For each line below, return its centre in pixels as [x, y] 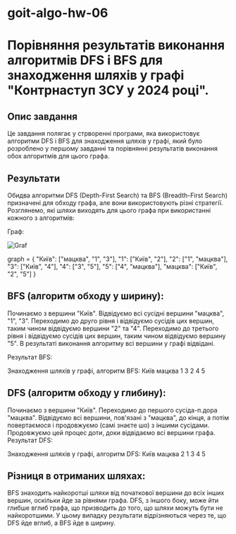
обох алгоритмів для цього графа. [58, 156]
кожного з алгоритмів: [41, 218]
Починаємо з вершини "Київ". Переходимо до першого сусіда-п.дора [112, 410]
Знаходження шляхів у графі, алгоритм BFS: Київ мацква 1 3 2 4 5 [106, 371]
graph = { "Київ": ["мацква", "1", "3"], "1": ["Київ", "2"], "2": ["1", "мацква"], [118, 259]
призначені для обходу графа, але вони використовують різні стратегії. [115, 203]
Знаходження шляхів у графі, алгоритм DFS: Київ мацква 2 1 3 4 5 [106, 453]
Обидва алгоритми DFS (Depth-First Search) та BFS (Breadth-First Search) [117, 195]
